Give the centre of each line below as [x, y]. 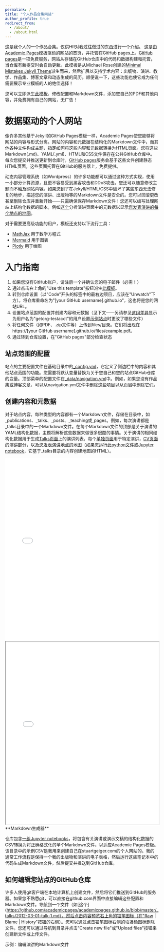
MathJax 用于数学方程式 [36, 234]
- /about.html [24, 32]
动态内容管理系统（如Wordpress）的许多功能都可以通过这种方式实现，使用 [80, 177]
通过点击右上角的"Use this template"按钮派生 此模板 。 [66, 288]
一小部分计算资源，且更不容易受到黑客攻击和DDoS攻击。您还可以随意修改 [79, 182]
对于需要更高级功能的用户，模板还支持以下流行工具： [58, 223]
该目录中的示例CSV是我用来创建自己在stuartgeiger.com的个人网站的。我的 [80, 851]
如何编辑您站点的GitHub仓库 [48, 880]
